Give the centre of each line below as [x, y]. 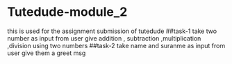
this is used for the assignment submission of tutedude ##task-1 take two [112, 31]
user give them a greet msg [47, 53]
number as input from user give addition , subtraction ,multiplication [104, 38]
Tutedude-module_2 [67, 12]
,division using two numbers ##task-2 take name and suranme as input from [116, 45]
